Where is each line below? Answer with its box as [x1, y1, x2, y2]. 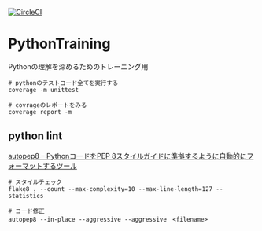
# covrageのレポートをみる [8, 101, 87, 109]
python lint [8, 130, 63, 143]
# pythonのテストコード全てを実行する [8, 79, 119, 86]
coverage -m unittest [8, 86, 79, 93]
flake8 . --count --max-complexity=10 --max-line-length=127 [8, 185, 213, 192]
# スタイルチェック [8, 178, 63, 186]
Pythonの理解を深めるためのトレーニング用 [8, 61, 149, 71]
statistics [8, 192, 44, 200]
